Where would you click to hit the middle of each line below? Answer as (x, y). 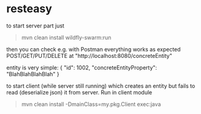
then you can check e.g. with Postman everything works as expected (93, 49)
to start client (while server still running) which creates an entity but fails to (101, 86)
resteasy (29, 9)
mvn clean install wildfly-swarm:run (66, 37)
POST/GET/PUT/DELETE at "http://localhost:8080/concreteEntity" (89, 55)
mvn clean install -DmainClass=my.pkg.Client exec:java (91, 104)
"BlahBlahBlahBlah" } (33, 74)
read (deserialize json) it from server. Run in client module (79, 92)
